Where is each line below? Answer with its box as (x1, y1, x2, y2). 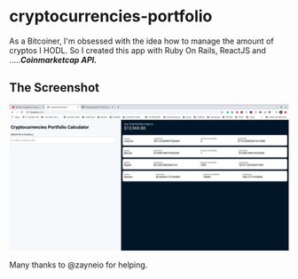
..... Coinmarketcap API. (9, 54, 98, 65)
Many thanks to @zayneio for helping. (9, 259, 148, 270)
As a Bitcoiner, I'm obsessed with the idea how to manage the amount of (9, 36, 274, 46)
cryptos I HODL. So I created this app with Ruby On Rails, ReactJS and (9, 44, 266, 55)
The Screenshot (9, 80, 100, 95)
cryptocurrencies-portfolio (9, 6, 213, 27)
